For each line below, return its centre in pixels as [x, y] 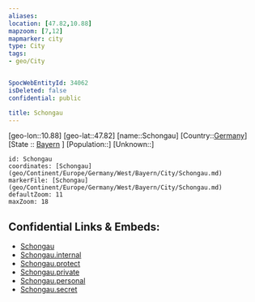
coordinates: [30, 166]
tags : [17, 54]
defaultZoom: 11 [36, 195]
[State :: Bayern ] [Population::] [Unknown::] [81, 145]
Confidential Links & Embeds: [84, 227]
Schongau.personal [53, 281]
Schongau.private [50, 272]
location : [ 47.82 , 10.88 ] [50, 24]
